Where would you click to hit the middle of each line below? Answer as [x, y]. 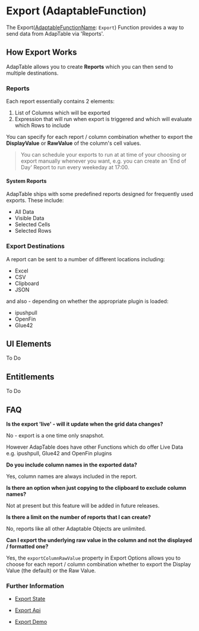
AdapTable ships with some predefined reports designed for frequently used [100, 194]
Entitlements [30, 377]
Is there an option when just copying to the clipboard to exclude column [96, 487]
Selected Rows [33, 231]
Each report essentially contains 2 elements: [60, 102]
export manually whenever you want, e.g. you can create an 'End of [103, 161]
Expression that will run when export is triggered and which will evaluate [103, 119]
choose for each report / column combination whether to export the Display [99, 564]
